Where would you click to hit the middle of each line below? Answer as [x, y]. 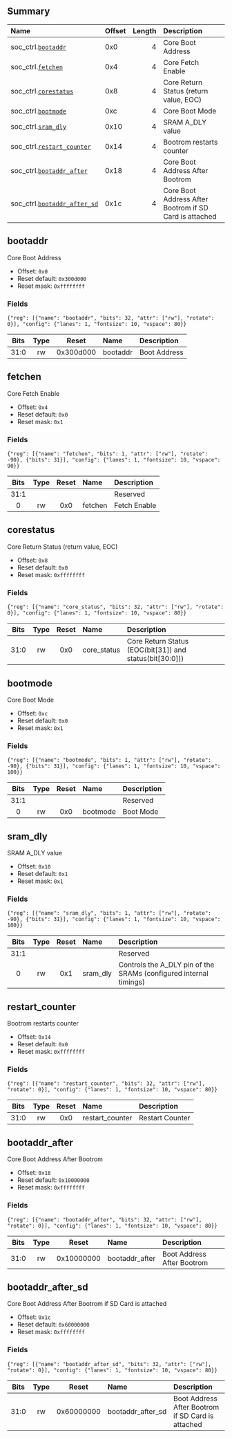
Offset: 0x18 [34, 1173]
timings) [132, 982]
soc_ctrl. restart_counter [51, 146]
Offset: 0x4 [32, 407]
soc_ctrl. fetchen [37, 66]
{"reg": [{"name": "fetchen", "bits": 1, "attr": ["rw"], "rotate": [108, 454]
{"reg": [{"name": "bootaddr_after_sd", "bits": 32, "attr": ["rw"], [109, 1364]
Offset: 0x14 [34, 1037]
